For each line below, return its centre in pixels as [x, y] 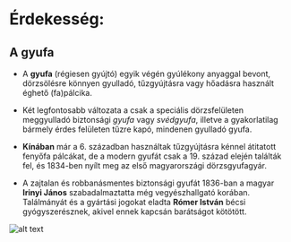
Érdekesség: [57, 19]
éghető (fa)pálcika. [57, 93]
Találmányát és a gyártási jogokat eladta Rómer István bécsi [134, 202]
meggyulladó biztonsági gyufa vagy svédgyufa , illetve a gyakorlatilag [150, 120]
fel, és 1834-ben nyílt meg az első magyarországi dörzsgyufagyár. [144, 165]
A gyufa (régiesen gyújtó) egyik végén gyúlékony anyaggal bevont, [146, 73]
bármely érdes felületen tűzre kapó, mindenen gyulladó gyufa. [137, 129]
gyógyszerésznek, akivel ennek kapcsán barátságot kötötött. [134, 212]
